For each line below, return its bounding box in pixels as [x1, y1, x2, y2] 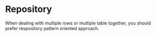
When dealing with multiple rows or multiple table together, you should [5, 20, 151, 26]
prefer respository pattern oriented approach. [5, 25, 99, 31]
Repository [5, 3, 52, 15]
